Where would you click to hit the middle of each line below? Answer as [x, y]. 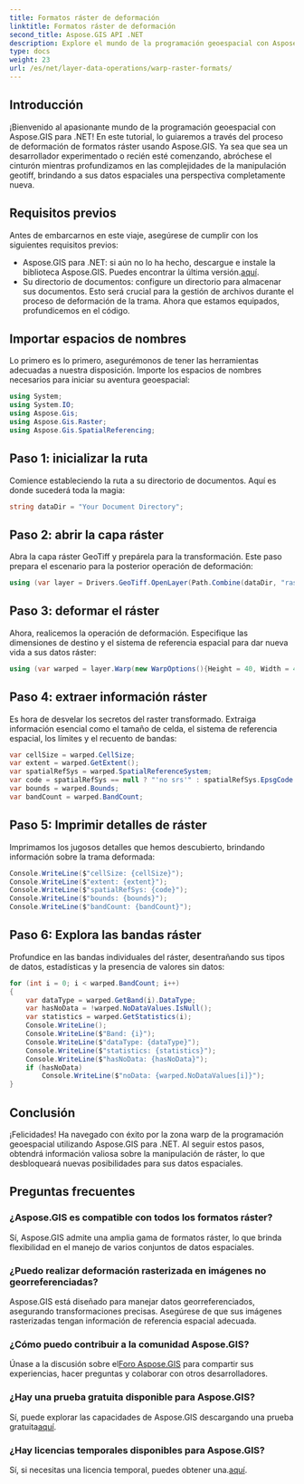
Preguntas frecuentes [72, 1192]
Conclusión [43, 1113]
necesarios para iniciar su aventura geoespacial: [100, 380]
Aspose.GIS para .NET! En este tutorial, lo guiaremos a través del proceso [146, 136]
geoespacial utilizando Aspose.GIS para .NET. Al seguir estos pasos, [137, 1144]
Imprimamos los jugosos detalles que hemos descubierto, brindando [137, 847]
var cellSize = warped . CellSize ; [72, 755]
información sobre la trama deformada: [82, 857]
